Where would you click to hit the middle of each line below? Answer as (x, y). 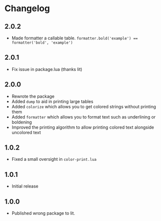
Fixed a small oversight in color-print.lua (54, 159)
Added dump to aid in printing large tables (52, 101)
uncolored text (26, 132)
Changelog (27, 8)
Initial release (25, 186)
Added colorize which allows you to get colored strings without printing (84, 106)
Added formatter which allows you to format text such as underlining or (84, 117)
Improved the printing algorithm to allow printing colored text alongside (83, 127)
